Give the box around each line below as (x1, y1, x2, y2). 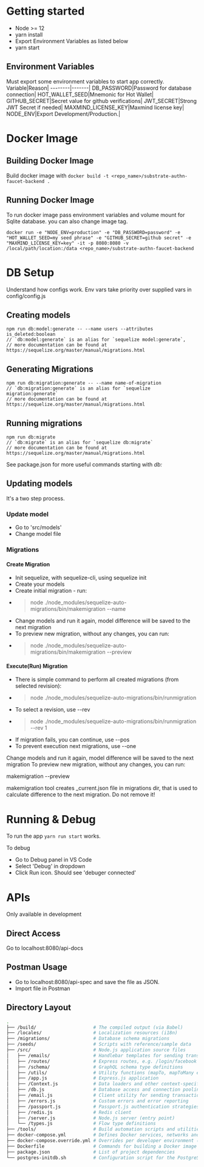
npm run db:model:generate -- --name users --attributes (6, 326, 154, 332)
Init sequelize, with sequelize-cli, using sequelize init (15, 574, 147, 582)
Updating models (6, 479, 73, 489)
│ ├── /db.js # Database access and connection (6, 1087, 181, 1093)
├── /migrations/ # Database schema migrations (6, 1035, 170, 1042)
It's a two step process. (6, 494, 65, 502)
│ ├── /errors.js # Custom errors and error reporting (6, 1097, 189, 1104)
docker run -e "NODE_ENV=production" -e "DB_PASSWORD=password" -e (6, 229, 181, 235)
